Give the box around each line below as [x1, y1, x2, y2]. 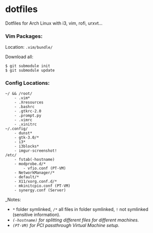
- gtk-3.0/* [14, 135, 39, 140]
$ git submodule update [5, 68, 55, 73]
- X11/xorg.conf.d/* [14, 179, 57, 184]
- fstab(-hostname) [14, 157, 55, 162]
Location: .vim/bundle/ [5, 44, 53, 50]
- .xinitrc [14, 122, 37, 127]
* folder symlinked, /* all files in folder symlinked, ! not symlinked [12, 206, 149, 212]
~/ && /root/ [5, 91, 33, 96]
